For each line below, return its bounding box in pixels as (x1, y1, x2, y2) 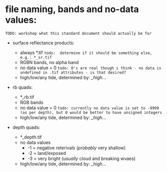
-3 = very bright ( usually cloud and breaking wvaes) (27, 155, 136, 161)
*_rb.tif (20, 94, 34, 100)
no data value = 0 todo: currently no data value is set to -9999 (20, 104, 159, 110)
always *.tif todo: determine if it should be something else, (20, 49, 152, 55)
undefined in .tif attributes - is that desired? (20, 70, 127, 75)
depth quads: (12, 124, 40, 130)
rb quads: (12, 84, 33, 90)
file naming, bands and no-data (5, 4, 139, 15)
